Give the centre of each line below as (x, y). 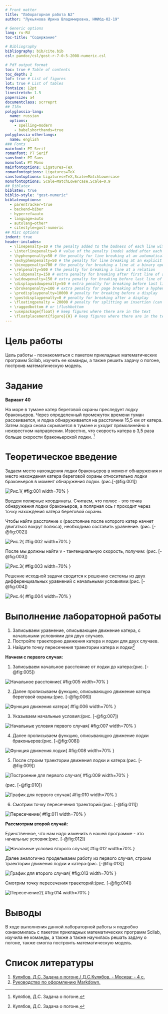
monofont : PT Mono (24, 163)
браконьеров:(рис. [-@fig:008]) (46, 741)
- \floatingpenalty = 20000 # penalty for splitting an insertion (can (86, 302)
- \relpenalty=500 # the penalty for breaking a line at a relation (82, 270)
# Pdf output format (27, 65)
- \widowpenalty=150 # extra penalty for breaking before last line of (86, 279)
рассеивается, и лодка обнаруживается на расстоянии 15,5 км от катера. (84, 420)
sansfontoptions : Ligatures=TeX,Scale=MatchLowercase (62, 177)
